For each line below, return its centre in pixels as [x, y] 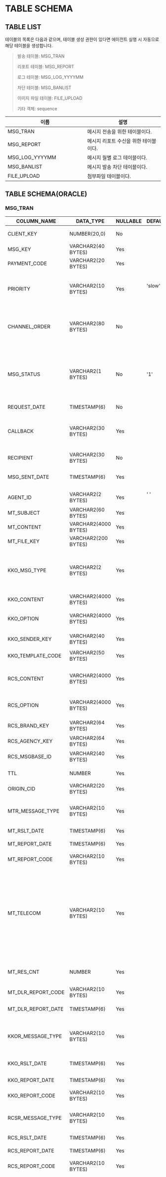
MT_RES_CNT [23, 972]
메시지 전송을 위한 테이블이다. [120, 132]
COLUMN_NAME [36, 221]
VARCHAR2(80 [87, 323]
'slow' [153, 286]
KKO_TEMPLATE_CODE [35, 655]
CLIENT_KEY [22, 234]
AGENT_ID [20, 497]
